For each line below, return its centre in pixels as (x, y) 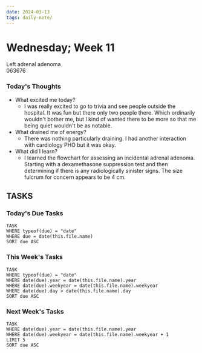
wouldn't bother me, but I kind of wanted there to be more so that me (110, 119)
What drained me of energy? (50, 132)
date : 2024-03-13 (28, 12)
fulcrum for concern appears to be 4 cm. (75, 177)
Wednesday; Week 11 (60, 48)
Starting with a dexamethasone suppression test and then (96, 164)
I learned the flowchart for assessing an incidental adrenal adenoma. (109, 158)
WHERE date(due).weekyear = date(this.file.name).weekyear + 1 (88, 335)
